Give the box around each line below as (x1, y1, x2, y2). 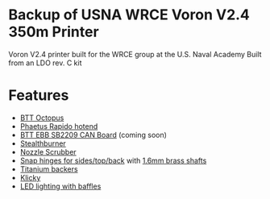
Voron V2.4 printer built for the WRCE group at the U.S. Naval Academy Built (8, 49, 262, 59)
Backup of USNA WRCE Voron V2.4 (8, 6, 250, 24)
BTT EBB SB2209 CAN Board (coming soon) (19, 130, 168, 139)
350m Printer (8, 23, 99, 41)
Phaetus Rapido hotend (19, 121, 98, 131)
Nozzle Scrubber (19, 147, 77, 156)
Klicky (19, 172, 41, 182)
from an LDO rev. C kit (8, 58, 82, 68)
